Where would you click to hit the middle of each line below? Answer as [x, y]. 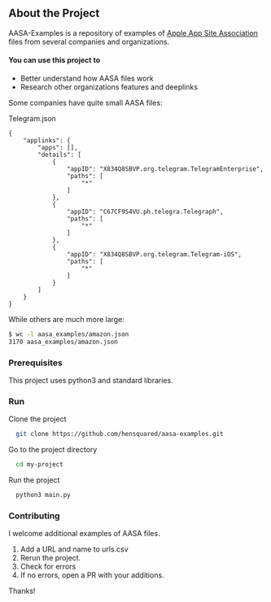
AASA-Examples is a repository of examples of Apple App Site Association [133, 33]
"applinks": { [47, 141]
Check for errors [48, 567]
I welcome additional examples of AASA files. [84, 534]
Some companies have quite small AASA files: [85, 103]
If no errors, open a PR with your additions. [92, 575]
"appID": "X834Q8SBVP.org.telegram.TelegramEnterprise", [165, 169]
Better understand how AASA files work [87, 79]
